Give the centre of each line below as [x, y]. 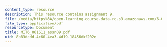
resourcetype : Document [30, 28]
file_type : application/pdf [34, 23]
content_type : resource [30, 10]
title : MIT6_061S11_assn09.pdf [38, 32]
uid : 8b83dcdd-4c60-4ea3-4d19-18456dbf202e [51, 37]
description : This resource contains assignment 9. [60, 14]
